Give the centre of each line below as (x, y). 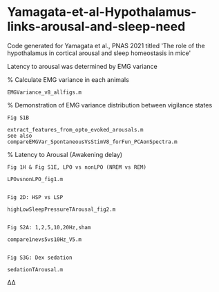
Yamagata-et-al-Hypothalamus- (102, 12)
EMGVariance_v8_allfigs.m (44, 92)
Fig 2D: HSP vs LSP (35, 197)
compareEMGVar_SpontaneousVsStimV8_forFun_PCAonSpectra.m (92, 142)
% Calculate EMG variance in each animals (68, 79)
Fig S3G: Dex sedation (40, 258)
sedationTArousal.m (35, 269)
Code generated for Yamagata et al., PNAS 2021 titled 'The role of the (106, 45)
